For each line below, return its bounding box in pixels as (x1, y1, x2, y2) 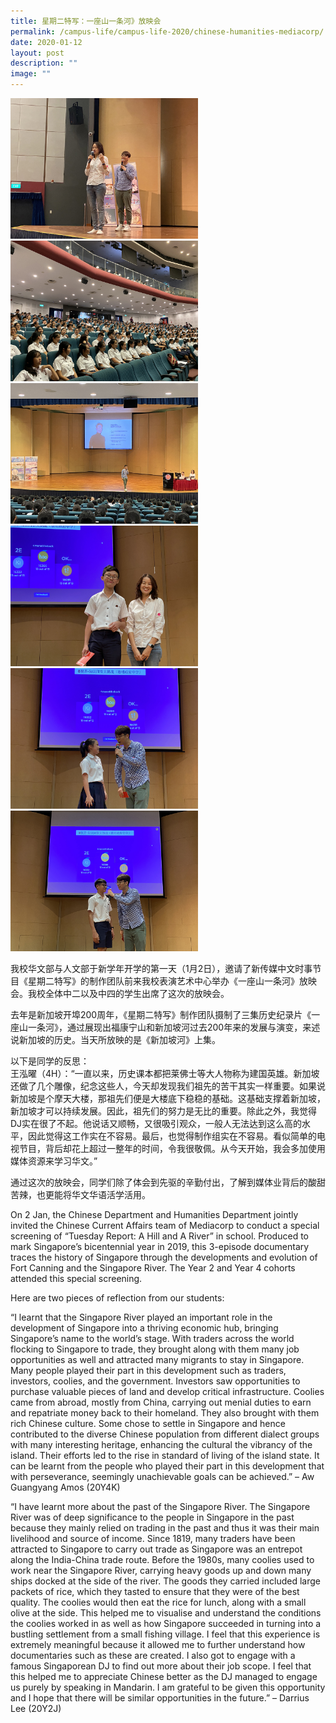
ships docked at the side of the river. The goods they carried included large (10, 1575, 321, 1587)
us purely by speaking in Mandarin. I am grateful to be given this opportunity (10, 1681, 326, 1693)
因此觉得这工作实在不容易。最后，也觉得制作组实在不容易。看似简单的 (27, 1130, 317, 1142)
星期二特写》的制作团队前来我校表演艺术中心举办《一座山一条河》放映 (27, 975, 317, 987)
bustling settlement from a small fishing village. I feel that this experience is (10, 1628, 321, 1640)
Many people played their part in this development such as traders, (10, 1365, 287, 1376)
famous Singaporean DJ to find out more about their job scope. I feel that (10, 1660, 312, 1672)
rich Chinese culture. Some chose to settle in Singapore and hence (10, 1418, 286, 1429)
